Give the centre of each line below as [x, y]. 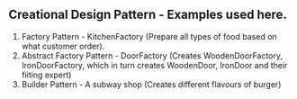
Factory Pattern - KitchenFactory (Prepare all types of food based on [149, 36]
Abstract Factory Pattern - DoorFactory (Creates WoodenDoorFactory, [152, 55]
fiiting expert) [46, 75]
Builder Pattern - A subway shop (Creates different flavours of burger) [151, 84]
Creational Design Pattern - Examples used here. [148, 15]
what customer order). [63, 46]
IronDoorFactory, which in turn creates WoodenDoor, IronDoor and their [154, 65]
